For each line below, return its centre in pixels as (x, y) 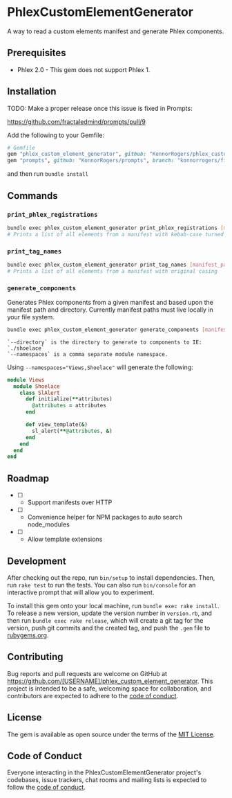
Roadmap (28, 478)
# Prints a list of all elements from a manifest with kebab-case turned (116, 234)
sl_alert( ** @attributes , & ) (72, 431)
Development (37, 561)
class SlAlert (40, 393)
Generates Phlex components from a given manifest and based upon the (110, 302)
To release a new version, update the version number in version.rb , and (110, 613)
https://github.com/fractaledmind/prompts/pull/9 (77, 121)
